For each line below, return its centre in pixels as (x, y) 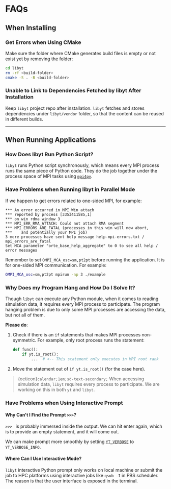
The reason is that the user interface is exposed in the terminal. (72, 481)
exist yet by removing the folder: (39, 59)
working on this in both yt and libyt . (56, 389)
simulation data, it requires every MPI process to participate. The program (83, 304)
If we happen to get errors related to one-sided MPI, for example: (74, 201)
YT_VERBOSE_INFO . (23, 447)
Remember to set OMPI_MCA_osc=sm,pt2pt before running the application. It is (85, 260)
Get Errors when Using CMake (43, 42)
